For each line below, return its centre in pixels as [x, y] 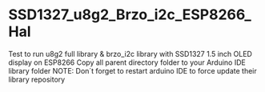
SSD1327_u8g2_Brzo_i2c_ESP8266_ [130, 15]
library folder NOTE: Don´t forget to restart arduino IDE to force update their [133, 70]
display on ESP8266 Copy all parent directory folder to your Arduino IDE [127, 62]
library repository [37, 79]
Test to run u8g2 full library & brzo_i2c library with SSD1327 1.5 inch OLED [130, 54]
